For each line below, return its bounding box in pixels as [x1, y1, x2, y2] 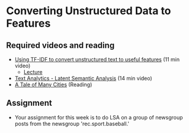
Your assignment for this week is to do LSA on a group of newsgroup [14, 113, 183, 121]
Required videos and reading [6, 40, 115, 50]
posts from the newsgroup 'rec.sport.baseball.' [14, 120, 129, 127]
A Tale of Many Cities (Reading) [14, 81, 92, 88]
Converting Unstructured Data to [6, 4, 171, 18]
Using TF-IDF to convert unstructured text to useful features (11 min [14, 56, 180, 63]
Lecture [23, 69, 43, 75]
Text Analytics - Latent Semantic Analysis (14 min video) [14, 75, 152, 82]
